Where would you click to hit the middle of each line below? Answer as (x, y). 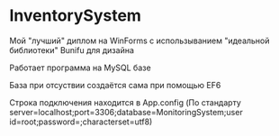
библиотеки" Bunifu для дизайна (72, 50)
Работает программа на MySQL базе (80, 68)
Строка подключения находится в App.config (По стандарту (125, 102)
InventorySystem (76, 16)
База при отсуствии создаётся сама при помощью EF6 (115, 85)
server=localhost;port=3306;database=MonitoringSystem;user (126, 112)
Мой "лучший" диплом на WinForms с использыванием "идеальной (139, 41)
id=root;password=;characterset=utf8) (81, 122)
